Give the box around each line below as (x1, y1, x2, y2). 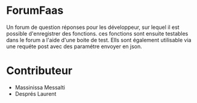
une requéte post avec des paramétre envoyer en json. (6, 43, 143, 50)
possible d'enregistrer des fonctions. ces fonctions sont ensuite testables (6, 30, 189, 37)
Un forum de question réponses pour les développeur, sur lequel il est (6, 23, 180, 31)
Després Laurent (14, 90, 57, 97)
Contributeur (6, 64, 73, 78)
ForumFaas (6, 4, 64, 17)
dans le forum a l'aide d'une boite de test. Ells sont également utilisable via (6, 36, 192, 43)
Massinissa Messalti (14, 84, 65, 91)
